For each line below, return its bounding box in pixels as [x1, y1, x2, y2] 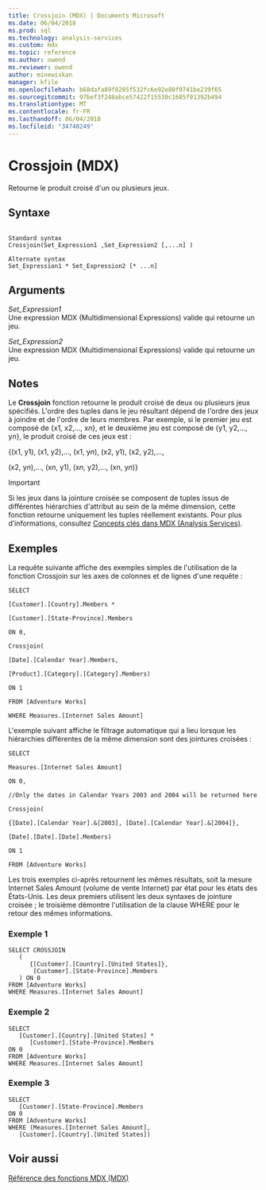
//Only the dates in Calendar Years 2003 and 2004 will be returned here [8, 791, 258, 799]
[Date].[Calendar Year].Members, [8, 656, 119, 664]
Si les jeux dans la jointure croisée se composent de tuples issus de [8, 494, 229, 503]
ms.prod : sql [8, 26, 52, 34]
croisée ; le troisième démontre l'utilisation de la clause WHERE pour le [8, 900, 240, 909]
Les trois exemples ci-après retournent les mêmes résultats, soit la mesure [8, 874, 253, 884]
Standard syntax [8, 234, 62, 242]
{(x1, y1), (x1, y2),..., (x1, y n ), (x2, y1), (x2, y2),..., [8, 447, 164, 457]
